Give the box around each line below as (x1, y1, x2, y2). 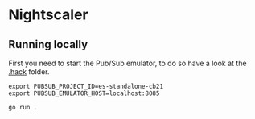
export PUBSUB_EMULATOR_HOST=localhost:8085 (8, 89, 160, 97)
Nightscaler (8, 6, 88, 24)
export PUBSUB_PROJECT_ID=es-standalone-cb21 (8, 82, 163, 90)
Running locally (8, 38, 88, 51)
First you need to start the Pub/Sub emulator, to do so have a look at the (8, 58, 247, 68)
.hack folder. (8, 67, 50, 77)
